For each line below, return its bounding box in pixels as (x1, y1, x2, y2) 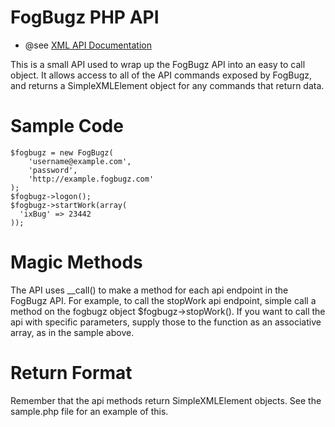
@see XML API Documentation (24, 39, 152, 51)
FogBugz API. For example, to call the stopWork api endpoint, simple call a (10, 294, 317, 306)
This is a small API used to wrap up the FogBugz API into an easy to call (10, 58, 306, 70)
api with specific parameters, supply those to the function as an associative (10, 316, 322, 328)
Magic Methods (10, 251, 143, 274)
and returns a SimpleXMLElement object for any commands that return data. (10, 79, 325, 91)
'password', (28, 165, 78, 175)
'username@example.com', (28, 156, 132, 166)
